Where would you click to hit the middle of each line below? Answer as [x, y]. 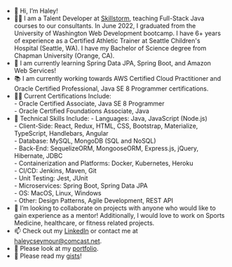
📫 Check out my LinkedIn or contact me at [76, 231]
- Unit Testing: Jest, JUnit [51, 178]
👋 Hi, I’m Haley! [36, 11]
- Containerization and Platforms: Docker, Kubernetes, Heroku [103, 163]
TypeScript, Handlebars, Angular [61, 133]
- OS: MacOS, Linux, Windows [57, 193]
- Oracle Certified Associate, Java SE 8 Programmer [89, 103]
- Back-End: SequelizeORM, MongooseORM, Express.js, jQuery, [106, 148]
